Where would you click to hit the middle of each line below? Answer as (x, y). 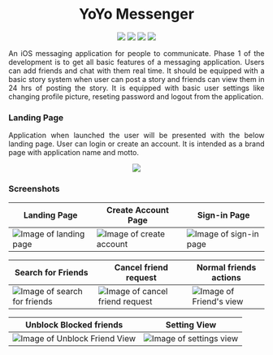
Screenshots (34, 189)
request (141, 277)
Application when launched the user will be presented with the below (136, 136)
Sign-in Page (224, 214)
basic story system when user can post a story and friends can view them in (136, 79)
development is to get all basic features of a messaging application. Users (136, 62)
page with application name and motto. (74, 153)
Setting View (191, 324)
